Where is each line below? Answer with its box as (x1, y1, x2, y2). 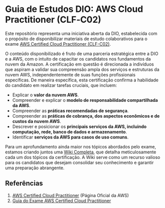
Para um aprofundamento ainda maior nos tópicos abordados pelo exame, (5, 143, 157, 149)
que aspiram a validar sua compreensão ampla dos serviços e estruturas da (5, 66, 160, 72)
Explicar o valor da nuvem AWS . (12, 92, 79, 98)
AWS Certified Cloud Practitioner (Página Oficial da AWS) (12, 192, 129, 198)
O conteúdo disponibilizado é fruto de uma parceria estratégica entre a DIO (5, 51, 159, 57)
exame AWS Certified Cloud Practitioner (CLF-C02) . (5, 41, 111, 47)
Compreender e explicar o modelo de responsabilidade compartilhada (12, 97, 158, 103)
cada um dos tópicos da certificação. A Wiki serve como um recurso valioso (5, 154, 161, 160)
